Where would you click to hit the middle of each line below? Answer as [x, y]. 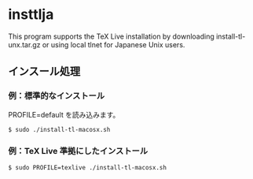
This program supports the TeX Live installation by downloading [111, 36]
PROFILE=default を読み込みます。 [64, 114]
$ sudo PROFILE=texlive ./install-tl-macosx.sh [88, 167]
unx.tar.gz [24, 44]
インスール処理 [44, 71]
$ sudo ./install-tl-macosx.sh [59, 129]
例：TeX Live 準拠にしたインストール [78, 151]
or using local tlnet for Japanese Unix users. [114, 44]
